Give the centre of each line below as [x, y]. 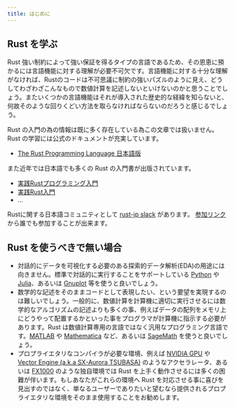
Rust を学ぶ [33, 44]
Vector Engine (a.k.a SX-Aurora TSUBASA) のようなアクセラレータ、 [116, 362]
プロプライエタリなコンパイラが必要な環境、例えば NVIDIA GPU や [114, 354]
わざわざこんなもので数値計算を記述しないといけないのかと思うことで [121, 88]
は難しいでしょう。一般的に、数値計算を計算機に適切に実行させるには [119, 301]
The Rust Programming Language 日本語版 [79, 153]
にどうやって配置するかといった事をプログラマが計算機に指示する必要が [122, 318]
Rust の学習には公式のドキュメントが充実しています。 [85, 138]
